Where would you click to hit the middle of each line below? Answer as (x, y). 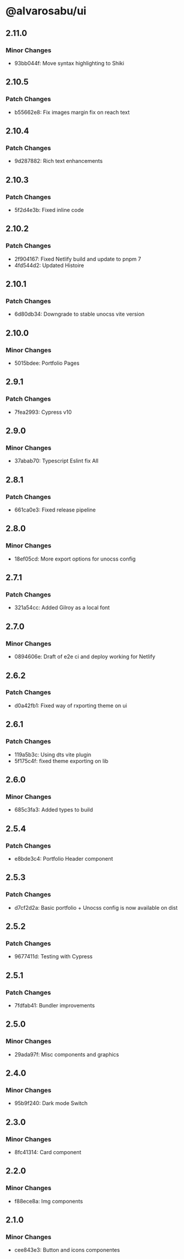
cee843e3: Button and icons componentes (67, 1250)
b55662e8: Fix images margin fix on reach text (72, 112)
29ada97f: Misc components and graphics (67, 1054)
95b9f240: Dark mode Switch (51, 1103)
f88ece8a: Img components (49, 1201)
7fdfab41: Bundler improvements (55, 1005)
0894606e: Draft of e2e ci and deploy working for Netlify (85, 656)
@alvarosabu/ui (46, 11)
